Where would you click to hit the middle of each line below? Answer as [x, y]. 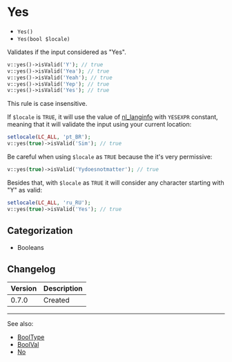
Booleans [30, 247]
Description [63, 289]
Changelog [31, 269]
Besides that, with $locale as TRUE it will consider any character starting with [116, 182]
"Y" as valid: [25, 190]
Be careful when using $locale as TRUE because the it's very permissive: [110, 157]
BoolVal [28, 345]
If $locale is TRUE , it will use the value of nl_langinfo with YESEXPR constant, [113, 117]
